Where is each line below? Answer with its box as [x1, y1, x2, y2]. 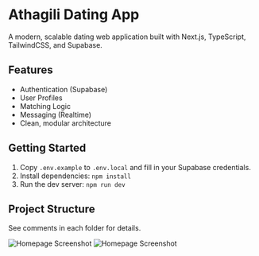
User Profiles [19, 93, 63, 103]
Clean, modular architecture [19, 118, 112, 128]
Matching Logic [19, 101, 72, 111]
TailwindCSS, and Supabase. [8, 40, 103, 49]
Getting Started [8, 142, 87, 155]
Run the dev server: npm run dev [19, 179, 126, 188]
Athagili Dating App [8, 6, 140, 24]
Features [8, 64, 53, 77]
